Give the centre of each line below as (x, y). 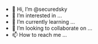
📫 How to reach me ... (39, 35)
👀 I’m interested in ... (37, 15)
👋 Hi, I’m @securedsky (39, 9)
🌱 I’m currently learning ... (43, 22)
